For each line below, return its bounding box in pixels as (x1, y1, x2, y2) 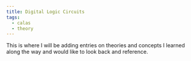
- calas (11, 20, 31, 26)
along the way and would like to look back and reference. (6, 48, 149, 56)
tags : (6, 14, 20, 20)
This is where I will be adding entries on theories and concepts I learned (6, 42, 186, 49)
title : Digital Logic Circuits (6, 8, 85, 15)
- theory (11, 25, 34, 32)
